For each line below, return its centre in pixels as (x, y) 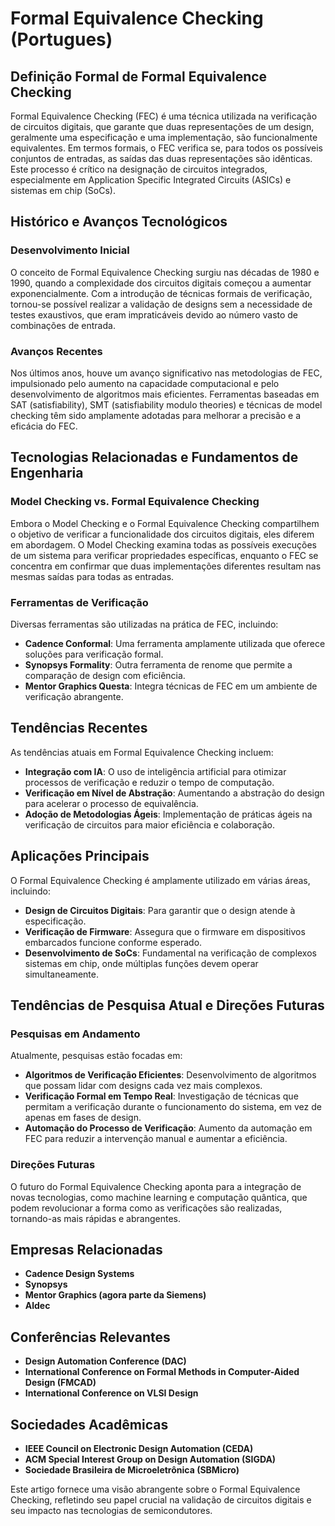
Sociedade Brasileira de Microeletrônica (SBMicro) (132, 1470)
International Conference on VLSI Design (111, 1393)
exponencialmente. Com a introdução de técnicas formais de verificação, (161, 293)
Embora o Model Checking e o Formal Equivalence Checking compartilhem (165, 523)
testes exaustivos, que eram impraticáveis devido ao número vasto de (154, 314)
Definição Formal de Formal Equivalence (139, 76)
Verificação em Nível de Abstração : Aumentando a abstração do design (174, 793)
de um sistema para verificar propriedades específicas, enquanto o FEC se (164, 555)
